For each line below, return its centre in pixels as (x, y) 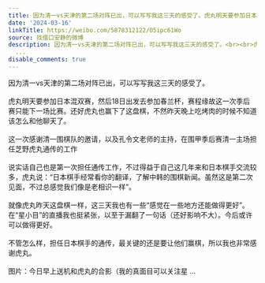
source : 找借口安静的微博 (46, 37)
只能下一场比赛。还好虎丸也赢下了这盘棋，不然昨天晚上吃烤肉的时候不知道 (136, 110)
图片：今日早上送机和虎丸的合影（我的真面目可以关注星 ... (102, 271)
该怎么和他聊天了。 (39, 121)
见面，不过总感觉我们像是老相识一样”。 (72, 187)
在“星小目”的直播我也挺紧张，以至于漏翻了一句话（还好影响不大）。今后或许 (131, 214)
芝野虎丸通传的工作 (46, 149)
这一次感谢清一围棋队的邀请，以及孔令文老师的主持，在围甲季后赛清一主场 (129, 139)
